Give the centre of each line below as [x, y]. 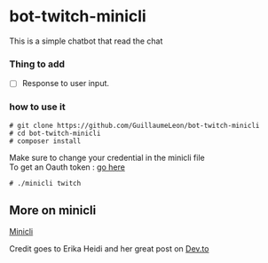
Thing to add [37, 64]
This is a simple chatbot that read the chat [86, 41]
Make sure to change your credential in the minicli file [107, 157]
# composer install [45, 141]
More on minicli [53, 210]
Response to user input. [65, 84]
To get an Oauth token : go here [67, 167]
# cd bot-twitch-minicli [55, 133]
